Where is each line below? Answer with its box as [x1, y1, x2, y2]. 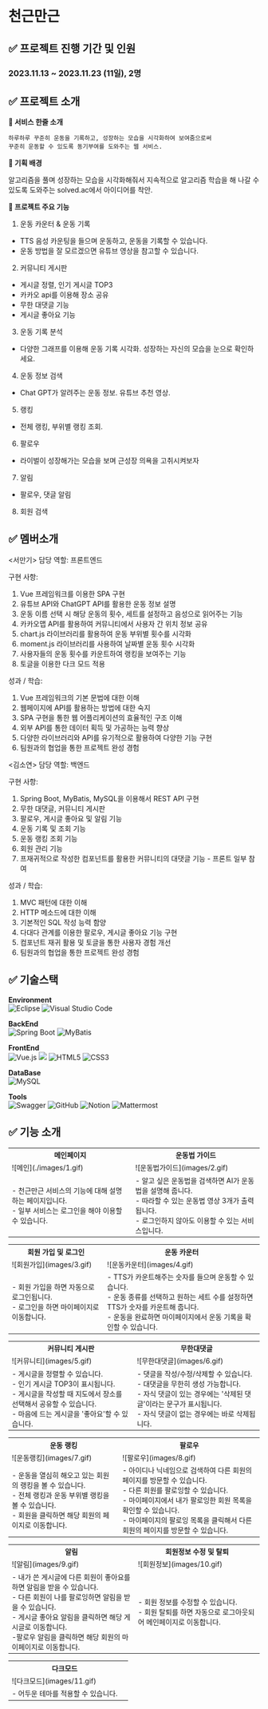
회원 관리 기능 [19, 844, 63, 853]
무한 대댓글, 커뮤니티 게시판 [19, 804, 106, 813]
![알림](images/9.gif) [11, 1560, 80, 1569]
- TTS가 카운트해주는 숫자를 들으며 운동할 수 [106, 1272, 246, 1282]
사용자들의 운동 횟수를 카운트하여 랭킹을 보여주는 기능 [19, 649, 187, 658]
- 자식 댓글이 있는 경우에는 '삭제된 [136, 1389, 243, 1398]
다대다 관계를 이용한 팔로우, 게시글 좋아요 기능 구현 [19, 928, 178, 937]
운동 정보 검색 [19, 371, 63, 380]
